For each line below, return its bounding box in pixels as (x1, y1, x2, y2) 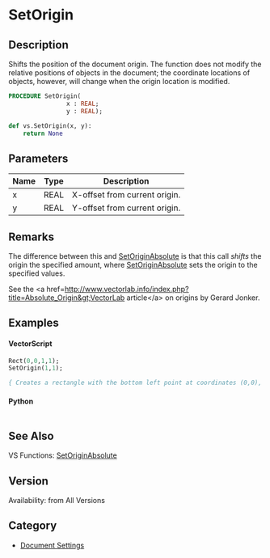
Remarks (8, 230, 55, 243)
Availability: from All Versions (8, 496, 105, 505)
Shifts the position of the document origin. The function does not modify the (8, 59, 262, 69)
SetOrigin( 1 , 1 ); (8, 364, 63, 373)
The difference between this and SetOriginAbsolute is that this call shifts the (8, 252, 262, 260)
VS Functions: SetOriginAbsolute (8, 450, 117, 460)
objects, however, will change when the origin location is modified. (8, 77, 230, 86)
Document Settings (19, 540, 85, 550)
